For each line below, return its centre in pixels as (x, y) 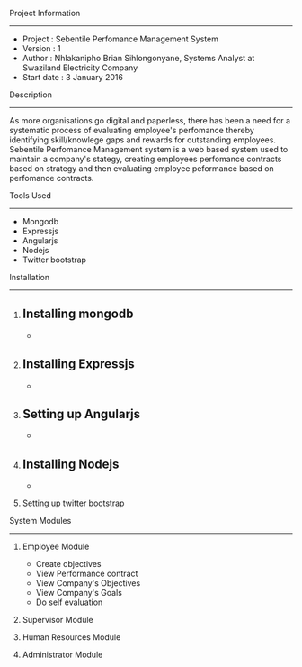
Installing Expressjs (78, 364)
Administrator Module (62, 655)
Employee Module (56, 547)
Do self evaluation (69, 602)
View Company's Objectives (88, 583)
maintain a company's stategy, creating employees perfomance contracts (146, 159)
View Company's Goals (79, 593)
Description (31, 95)
